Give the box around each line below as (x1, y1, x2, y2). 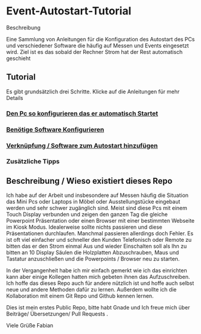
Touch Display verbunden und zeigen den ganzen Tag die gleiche (6, 211, 168, 218)
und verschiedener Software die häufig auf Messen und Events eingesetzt (6, 42, 190, 49)
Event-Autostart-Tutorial (6, 4, 132, 18)
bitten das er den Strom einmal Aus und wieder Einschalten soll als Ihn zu (6, 242, 187, 250)
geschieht (6, 54, 31, 62)
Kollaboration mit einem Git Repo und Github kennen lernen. (6, 292, 154, 300)
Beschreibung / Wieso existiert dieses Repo (6, 175, 173, 186)
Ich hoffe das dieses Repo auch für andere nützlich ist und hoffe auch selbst (6, 280, 194, 287)
